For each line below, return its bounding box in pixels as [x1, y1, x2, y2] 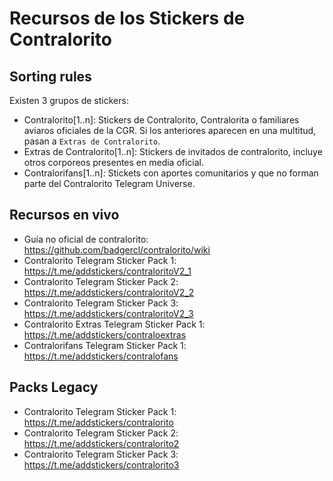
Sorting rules [9, 68, 92, 85]
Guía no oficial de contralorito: [23, 233, 149, 245]
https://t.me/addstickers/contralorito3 [23, 458, 180, 471]
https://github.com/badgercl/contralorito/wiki [23, 243, 211, 256]
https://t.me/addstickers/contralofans [23, 350, 179, 362]
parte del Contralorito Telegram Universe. [23, 178, 196, 189]
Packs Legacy [9, 379, 99, 396]
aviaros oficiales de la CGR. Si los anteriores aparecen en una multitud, [23, 125, 317, 136]
